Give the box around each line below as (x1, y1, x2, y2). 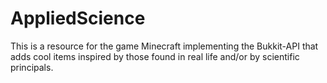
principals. (10, 61, 54, 73)
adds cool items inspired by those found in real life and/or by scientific (10, 50, 300, 62)
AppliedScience (10, 7, 146, 30)
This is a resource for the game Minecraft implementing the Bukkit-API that (10, 40, 319, 52)
